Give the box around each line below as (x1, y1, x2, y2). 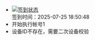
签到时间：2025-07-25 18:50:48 (11, 13, 90, 20)
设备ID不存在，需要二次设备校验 (11, 28, 89, 35)
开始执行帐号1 (11, 21, 45, 27)
